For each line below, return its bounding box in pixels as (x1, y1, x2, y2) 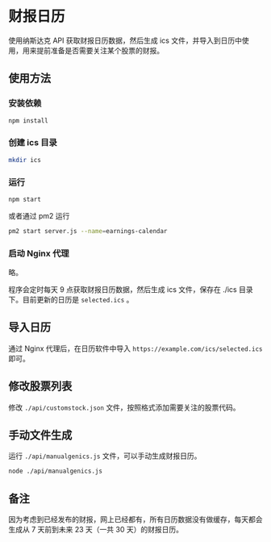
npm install (8, 116, 48, 125)
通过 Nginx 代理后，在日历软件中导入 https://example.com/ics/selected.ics (8, 344, 263, 353)
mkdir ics (8, 156, 42, 164)
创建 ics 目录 (8, 137, 58, 148)
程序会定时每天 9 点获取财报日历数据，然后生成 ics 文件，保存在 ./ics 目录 (8, 285, 253, 294)
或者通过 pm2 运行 (8, 211, 70, 220)
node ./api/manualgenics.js (8, 467, 103, 476)
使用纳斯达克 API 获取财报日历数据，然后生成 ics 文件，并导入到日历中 (8, 35, 242, 45)
